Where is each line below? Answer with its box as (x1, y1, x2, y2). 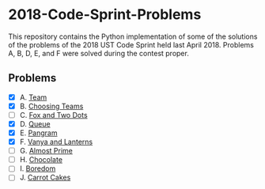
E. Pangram (19, 128, 58, 138)
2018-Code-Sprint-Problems (8, 6, 202, 24)
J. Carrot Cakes (19, 172, 71, 183)
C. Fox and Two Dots (19, 110, 89, 119)
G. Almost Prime (19, 146, 73, 156)
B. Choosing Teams (19, 101, 84, 111)
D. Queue (19, 119, 51, 128)
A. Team (19, 93, 47, 102)
